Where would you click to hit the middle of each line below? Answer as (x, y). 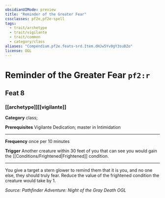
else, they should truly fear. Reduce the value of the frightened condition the (82, 175)
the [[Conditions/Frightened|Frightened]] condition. (57, 156)
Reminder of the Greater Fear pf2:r (78, 75)
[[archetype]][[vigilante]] (36, 107)
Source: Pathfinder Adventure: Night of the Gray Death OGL (66, 190)
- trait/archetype (28, 28)
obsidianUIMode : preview (30, 10)
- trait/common (25, 37)
